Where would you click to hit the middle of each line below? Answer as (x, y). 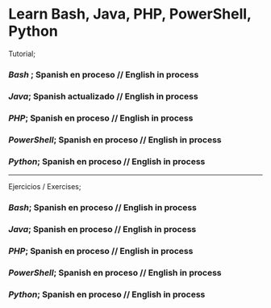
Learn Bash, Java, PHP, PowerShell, (130, 14)
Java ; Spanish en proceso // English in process (102, 229)
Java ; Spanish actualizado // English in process (104, 96)
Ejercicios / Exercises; (45, 186)
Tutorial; (22, 53)
